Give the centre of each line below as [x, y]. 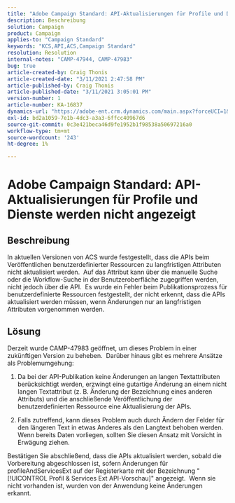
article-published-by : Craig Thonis [60, 85]
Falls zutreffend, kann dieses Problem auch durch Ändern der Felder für [121, 420]
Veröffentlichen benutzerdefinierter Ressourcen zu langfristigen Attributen [114, 265]
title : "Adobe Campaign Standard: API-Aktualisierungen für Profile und [115, 14]
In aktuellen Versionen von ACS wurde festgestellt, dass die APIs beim [108, 257]
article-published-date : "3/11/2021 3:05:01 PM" [79, 92]
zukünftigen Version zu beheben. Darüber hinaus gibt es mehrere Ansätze [115, 355]
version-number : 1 [34, 99]
